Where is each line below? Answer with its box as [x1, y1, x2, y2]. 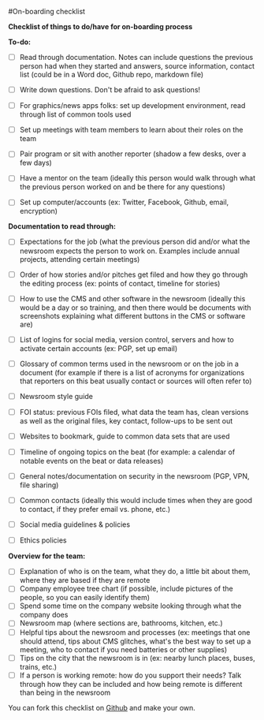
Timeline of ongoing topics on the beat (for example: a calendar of [19, 447, 236, 457]
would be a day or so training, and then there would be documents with [19, 303, 251, 312]
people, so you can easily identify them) [19, 593, 151, 602]
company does [19, 610, 69, 620]
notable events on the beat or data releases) [19, 457, 164, 465]
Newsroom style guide [19, 391, 93, 401]
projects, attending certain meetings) [19, 254, 140, 263]
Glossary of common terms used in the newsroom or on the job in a [19, 359, 239, 368]
